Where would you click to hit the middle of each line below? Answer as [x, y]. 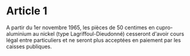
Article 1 [27, 11]
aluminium [19, 33]
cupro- [164, 27]
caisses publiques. [29, 46]
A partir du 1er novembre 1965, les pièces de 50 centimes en [80, 27]
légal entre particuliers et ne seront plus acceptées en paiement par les [94, 40]
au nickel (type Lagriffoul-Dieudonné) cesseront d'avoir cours [108, 33]
